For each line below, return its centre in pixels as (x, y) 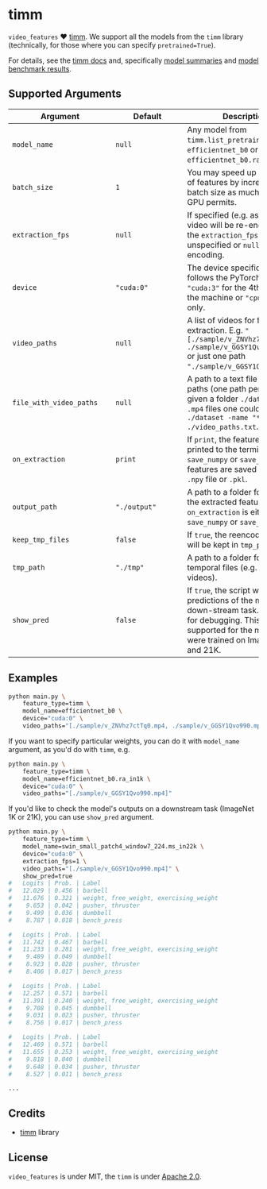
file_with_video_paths (55, 402)
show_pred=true (48, 876)
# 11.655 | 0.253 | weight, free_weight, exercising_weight (113, 1052)
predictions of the (220, 600)
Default (147, 116)
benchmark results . (40, 68)
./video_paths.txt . (223, 427)
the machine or (215, 297)
